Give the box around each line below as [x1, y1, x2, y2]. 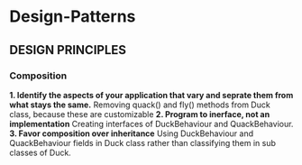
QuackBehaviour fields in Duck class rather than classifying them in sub [9, 137, 277, 148]
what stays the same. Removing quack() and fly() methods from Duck [9, 99, 270, 110]
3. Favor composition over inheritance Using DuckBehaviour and [9, 128, 254, 139]
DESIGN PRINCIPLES [9, 42, 127, 58]
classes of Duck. [9, 147, 72, 158]
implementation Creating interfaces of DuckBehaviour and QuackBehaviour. [9, 118, 294, 129]
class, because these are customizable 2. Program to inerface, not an [9, 108, 270, 119]
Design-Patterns [9, 6, 136, 27]
